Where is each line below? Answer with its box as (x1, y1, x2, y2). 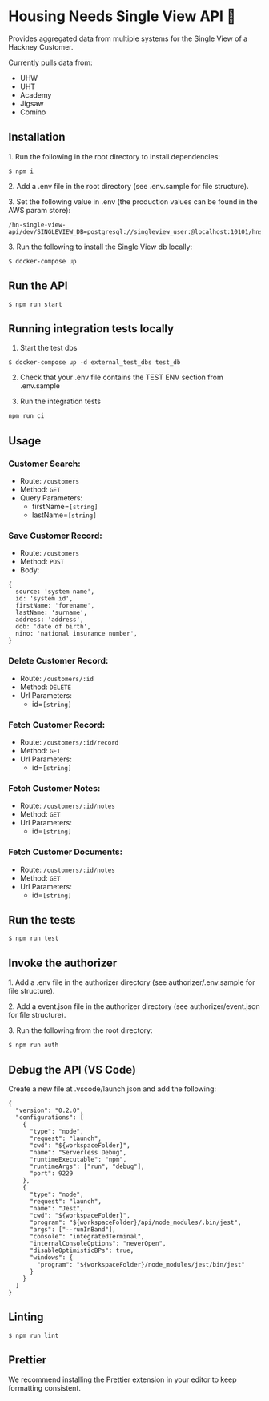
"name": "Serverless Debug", (29, 1148, 127, 1156)
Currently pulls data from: (8, 58, 94, 67)
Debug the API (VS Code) (8, 1062, 136, 1076)
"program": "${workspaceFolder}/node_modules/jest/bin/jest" (37, 1260, 246, 1268)
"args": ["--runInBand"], (29, 1225, 116, 1234)
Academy (19, 90, 52, 99)
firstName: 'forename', (15, 602, 94, 610)
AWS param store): (8, 205, 70, 215)
